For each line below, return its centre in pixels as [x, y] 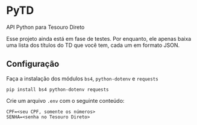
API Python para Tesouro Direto [45, 27]
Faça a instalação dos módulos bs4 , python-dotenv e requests [82, 78]
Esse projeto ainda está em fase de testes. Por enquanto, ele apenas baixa [99, 38]
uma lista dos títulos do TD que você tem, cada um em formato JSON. [93, 45]
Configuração [33, 64]
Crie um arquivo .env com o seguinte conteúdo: [65, 100]
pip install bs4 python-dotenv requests [58, 90]
